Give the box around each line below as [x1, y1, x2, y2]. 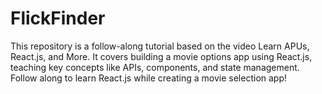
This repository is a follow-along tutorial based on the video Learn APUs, [10, 40, 310, 52]
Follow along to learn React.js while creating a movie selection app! [10, 72, 288, 84]
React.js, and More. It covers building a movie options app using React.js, [10, 50, 313, 62]
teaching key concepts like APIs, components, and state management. [10, 61, 300, 73]
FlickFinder [10, 7, 106, 30]
